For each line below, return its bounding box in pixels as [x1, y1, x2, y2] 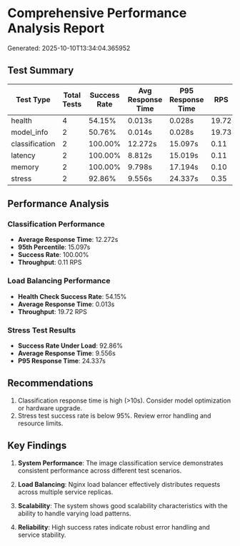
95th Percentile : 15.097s [17, 243, 91, 251]
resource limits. [17, 419, 64, 428]
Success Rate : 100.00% [17, 251, 89, 259]
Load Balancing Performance [7, 276, 111, 286]
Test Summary [7, 64, 74, 76]
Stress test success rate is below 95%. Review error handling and [17, 411, 211, 420]
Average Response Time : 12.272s [17, 236, 119, 244]
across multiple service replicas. [17, 487, 114, 496]
